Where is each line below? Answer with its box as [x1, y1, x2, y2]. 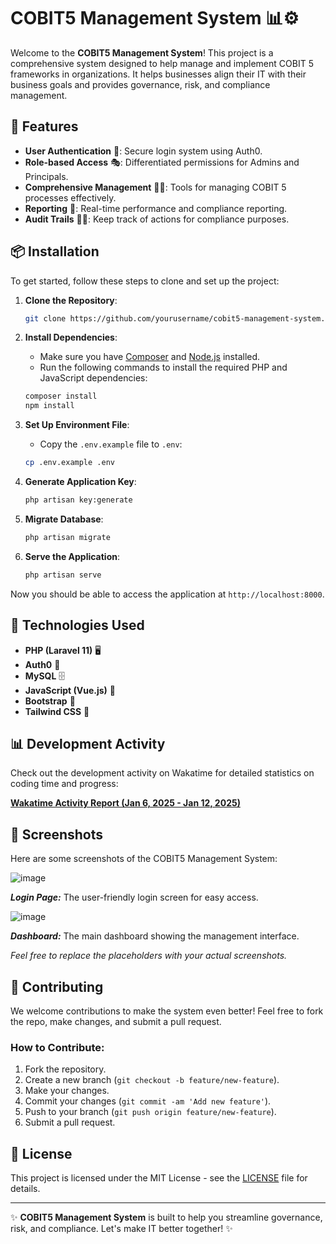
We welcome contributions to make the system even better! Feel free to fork [10, 1005, 324, 1017]
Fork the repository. [24, 1063, 107, 1075]
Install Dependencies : [24, 331, 118, 344]
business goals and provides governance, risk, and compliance [10, 78, 271, 90]
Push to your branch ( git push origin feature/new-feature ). [24, 1106, 277, 1118]
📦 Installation [10, 243, 100, 260]
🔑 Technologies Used [10, 617, 145, 634]
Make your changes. [24, 1085, 110, 1097]
